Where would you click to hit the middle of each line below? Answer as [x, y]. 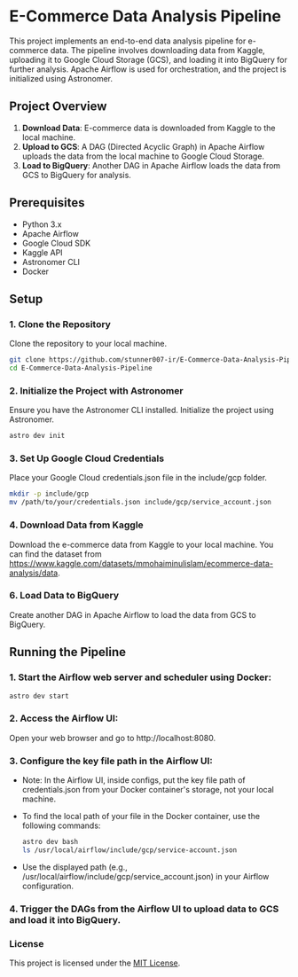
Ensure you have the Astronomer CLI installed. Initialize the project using [142, 410]
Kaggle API [43, 252]
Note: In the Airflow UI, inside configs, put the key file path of [133, 780]
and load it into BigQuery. [65, 919]
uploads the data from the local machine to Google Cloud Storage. [143, 156]
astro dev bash [50, 841]
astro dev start [39, 696]
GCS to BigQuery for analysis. [76, 175]
